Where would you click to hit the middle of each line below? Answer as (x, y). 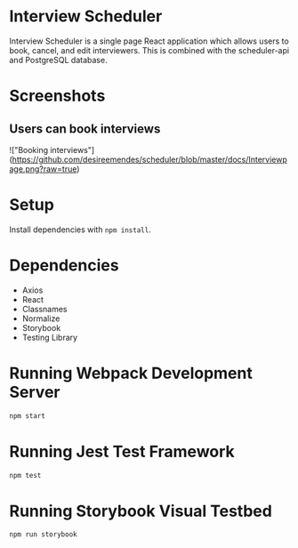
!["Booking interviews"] (52, 149)
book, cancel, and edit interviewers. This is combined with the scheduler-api (149, 50)
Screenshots (57, 96)
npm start (28, 415)
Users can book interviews (85, 129)
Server (35, 392)
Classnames (45, 309)
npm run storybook (43, 535)
